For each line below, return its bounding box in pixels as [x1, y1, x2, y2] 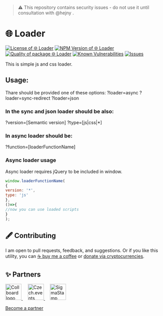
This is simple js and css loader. [5, 61, 73, 67]
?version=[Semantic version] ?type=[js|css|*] [5, 120, 103, 126]
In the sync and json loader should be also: [5, 108, 114, 115]
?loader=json [51, 95, 79, 101]
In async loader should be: [5, 132, 73, 139]
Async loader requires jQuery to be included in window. [5, 168, 123, 174]
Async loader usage [5, 156, 56, 164]
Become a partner [5, 305, 44, 311]
